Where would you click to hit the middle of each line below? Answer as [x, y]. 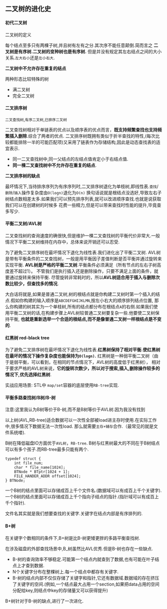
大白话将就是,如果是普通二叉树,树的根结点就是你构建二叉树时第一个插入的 [81, 294]
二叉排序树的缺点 [23, 175]
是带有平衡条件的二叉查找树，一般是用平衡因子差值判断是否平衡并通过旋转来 [83, 259]
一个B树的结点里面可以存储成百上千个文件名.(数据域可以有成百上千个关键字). [83, 490]
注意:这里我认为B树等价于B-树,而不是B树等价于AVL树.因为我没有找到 [75, 410]
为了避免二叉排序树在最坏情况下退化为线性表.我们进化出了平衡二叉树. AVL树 [83, 252]
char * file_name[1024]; [40, 467]
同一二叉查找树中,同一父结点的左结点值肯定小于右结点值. [70, 159]
